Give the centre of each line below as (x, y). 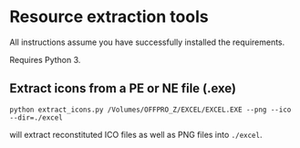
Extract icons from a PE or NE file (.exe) (123, 89)
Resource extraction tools (109, 17)
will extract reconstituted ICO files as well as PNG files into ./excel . (136, 134)
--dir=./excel (36, 117)
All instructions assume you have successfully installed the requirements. (147, 42)
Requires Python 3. (45, 59)
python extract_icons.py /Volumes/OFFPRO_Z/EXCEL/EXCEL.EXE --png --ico (150, 110)
